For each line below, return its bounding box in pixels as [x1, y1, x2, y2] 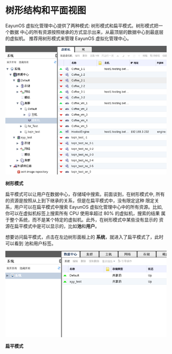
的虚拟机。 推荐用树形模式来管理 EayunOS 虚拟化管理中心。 [5, 35, 132, 41]
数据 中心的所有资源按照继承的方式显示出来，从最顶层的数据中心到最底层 [9, 29, 164, 35]
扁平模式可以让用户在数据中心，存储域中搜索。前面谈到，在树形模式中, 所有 [5, 191, 165, 197]
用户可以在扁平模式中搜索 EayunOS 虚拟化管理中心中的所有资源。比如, [14, 204, 163, 210]
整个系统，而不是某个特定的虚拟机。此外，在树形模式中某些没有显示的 [9, 216, 158, 223]
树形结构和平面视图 [5, 5, 87, 16]
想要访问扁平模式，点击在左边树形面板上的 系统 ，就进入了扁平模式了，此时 [5, 234, 164, 240]
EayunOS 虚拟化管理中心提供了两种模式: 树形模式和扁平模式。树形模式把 [5, 23, 159, 29]
